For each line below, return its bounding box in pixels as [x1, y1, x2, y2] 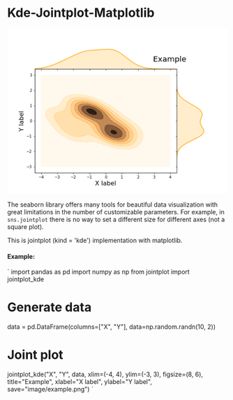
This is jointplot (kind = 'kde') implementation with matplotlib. [7, 236, 183, 244]
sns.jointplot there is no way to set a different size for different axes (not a [7, 215, 225, 223]
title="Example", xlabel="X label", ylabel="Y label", [7, 378, 152, 386]
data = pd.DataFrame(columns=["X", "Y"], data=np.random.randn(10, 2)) [7, 323, 216, 331]
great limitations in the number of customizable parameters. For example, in [7, 207, 225, 216]
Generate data [7, 299, 92, 316]
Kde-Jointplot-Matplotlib [7, 5, 155, 21]
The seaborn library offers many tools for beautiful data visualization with [7, 200, 218, 209]
